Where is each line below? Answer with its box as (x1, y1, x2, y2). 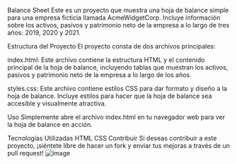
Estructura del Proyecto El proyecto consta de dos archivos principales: (7, 42, 216, 50)
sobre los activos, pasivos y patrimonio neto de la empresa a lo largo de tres (7, 21, 230, 29)
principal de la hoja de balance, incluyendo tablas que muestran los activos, (7, 63, 229, 71)
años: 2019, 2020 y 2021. (7, 28, 81, 37)
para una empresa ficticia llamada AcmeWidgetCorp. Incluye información (7, 13, 221, 22)
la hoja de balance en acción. (7, 120, 93, 129)
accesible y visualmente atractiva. (7, 99, 107, 108)
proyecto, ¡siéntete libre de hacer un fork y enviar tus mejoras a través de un (7, 141, 230, 150)
